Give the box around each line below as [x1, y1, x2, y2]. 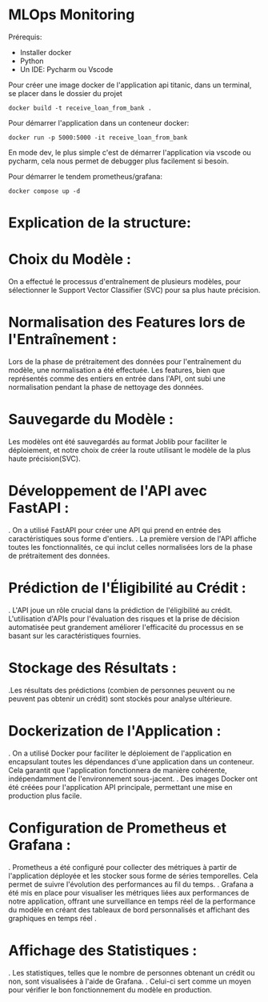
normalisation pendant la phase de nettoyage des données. [8, 383, 204, 391]
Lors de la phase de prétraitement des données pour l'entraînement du [8, 357, 242, 366]
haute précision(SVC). [8, 454, 82, 463]
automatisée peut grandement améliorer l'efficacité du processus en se [8, 622, 244, 631]
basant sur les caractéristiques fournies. [8, 631, 142, 640]
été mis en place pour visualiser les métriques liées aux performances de [8, 888, 250, 897]
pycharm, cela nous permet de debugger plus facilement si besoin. [8, 156, 230, 166]
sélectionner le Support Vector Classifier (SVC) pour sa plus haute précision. [8, 286, 261, 295]
